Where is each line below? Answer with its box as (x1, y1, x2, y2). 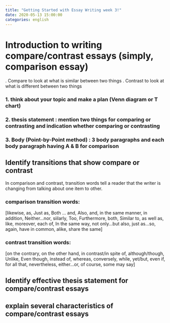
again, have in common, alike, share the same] (5, 226, 103, 232)
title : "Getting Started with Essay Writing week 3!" (5, 7, 122, 13)
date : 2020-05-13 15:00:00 (5, 12, 63, 17)
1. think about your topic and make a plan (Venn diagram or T (5, 96, 158, 103)
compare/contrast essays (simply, (5, 50, 154, 61)
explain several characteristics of (5, 302, 114, 310)
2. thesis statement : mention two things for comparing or (5, 116, 151, 123)
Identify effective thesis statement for (5, 276, 128, 285)
